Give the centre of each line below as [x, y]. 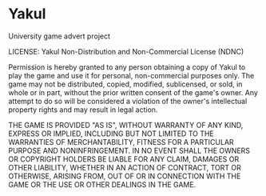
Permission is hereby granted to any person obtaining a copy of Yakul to [127, 67]
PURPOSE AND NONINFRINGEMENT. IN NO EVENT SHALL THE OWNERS [129, 150]
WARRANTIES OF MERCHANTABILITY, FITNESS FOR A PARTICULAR [121, 142]
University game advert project [59, 36]
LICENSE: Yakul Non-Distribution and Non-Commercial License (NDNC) [126, 51]
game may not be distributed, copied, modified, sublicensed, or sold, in [125, 84]
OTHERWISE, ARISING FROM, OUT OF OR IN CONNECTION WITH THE [125, 176]
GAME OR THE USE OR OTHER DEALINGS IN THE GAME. [102, 184]
